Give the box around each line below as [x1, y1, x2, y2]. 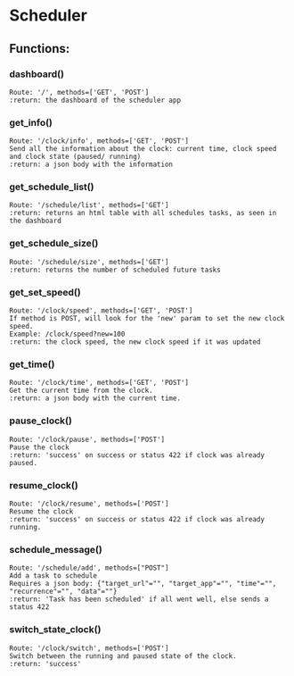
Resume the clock [9, 506, 74, 516]
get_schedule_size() [9, 238, 99, 250]
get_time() [9, 358, 55, 371]
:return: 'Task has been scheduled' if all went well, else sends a [9, 595, 269, 604]
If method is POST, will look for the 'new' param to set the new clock [9, 314, 285, 323]
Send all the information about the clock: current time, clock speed [9, 145, 277, 154]
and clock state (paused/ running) [9, 153, 142, 162]
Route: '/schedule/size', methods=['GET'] [9, 257, 169, 266]
